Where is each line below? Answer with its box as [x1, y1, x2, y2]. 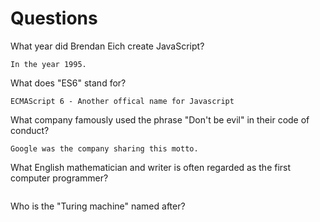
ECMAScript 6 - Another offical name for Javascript [10, 96, 235, 106]
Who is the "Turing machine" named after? [10, 200, 186, 212]
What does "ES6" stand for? [10, 77, 127, 89]
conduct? [10, 124, 50, 136]
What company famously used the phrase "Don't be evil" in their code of [10, 113, 310, 126]
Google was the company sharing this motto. [10, 143, 199, 154]
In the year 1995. [10, 59, 87, 69]
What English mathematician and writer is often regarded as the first [10, 161, 292, 173]
